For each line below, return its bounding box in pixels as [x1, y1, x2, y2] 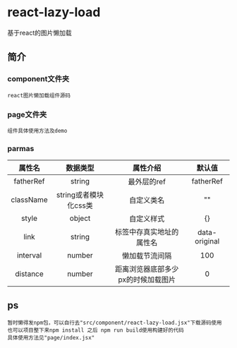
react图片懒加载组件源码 [7, 92, 71, 99]
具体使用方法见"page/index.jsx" [7, 335, 95, 342]
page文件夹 [7, 109, 47, 119]
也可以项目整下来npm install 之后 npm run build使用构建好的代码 [7, 327, 185, 334]
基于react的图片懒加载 [7, 28, 72, 37]
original [195, 236, 220, 246]
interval [16, 251, 42, 260]
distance [15, 269, 44, 279]
